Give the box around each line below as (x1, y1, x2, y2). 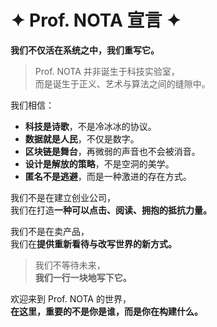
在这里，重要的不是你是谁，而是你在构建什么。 (10, 305, 203, 317)
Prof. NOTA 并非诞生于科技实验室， (34, 65, 180, 77)
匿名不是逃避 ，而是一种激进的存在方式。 (24, 170, 192, 182)
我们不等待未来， (34, 259, 106, 271)
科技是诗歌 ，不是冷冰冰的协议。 (24, 120, 157, 132)
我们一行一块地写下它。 (34, 271, 132, 283)
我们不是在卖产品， (10, 225, 90, 237)
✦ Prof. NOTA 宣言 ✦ (10, 9, 182, 32)
